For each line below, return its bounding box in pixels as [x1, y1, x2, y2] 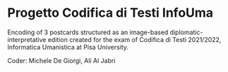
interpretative [7, 35, 47, 43]
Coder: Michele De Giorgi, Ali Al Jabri [7, 56, 116, 64]
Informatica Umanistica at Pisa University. [7, 43, 129, 51]
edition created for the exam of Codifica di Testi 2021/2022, [47, 35, 222, 43]
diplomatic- [169, 28, 203, 36]
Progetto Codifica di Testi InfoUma [7, 5, 214, 21]
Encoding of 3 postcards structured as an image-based [7, 28, 169, 36]
